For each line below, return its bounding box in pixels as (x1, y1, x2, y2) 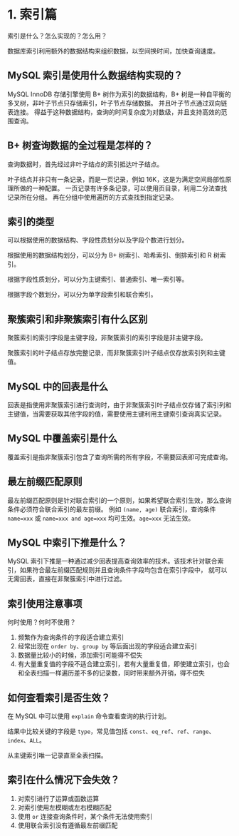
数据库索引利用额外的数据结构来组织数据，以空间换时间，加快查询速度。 (7, 46, 219, 55)
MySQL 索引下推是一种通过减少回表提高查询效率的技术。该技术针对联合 (7, 557, 218, 566)
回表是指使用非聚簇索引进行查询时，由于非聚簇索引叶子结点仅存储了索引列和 (7, 401, 232, 409)
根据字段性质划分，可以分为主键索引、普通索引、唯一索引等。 (7, 275, 188, 284)
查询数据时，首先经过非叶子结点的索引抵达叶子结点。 (7, 160, 164, 168)
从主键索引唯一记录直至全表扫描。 (7, 751, 107, 760)
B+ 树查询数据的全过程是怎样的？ (7, 140, 154, 152)
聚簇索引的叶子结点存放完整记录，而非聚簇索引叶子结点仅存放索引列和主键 (7, 349, 225, 357)
